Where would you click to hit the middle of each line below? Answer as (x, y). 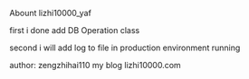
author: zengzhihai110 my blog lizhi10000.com (95, 65)
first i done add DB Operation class (75, 30)
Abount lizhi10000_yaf (51, 13)
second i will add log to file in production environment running (125, 48)
